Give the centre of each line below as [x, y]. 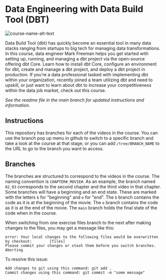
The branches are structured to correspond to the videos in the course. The [83, 176]
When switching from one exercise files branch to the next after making [78, 223]
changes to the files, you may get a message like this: [60, 228]
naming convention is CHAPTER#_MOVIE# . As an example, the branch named [80, 181]
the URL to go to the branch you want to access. [55, 148]
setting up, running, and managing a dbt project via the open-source [75, 58]
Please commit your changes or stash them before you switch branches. [81, 246]
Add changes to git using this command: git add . [58, 268]
